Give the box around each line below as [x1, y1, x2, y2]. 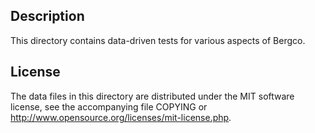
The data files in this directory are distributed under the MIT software [10, 90, 295, 102]
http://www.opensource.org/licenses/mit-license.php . [10, 111, 232, 123]
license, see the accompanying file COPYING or [10, 100, 208, 113]
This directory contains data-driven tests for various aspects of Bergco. [10, 34, 306, 46]
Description [10, 8, 85, 25]
